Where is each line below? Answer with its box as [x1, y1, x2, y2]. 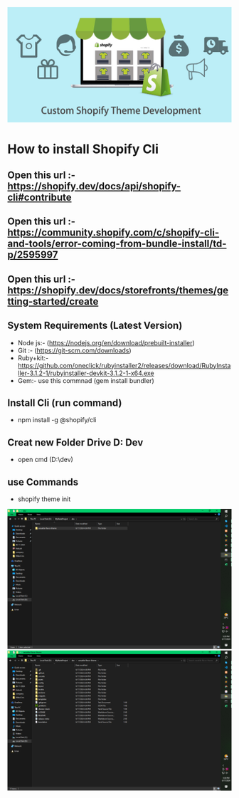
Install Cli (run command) [7, 397, 122, 409]
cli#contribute [7, 191, 73, 203]
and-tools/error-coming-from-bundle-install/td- [7, 238, 227, 250]
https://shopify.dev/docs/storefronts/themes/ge [7, 284, 229, 296]
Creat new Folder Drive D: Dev [7, 436, 144, 448]
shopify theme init [17, 495, 71, 503]
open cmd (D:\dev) [17, 456, 73, 464]
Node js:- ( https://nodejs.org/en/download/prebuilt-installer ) [17, 338, 196, 347]
